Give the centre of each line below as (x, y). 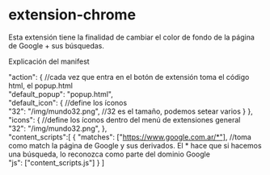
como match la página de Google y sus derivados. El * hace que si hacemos (135, 145)
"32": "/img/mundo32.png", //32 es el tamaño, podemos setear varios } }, (131, 111)
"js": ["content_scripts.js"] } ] (57, 162)
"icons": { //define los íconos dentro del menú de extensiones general (124, 119)
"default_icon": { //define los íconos (68, 102)
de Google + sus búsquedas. (57, 45)
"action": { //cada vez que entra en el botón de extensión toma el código (129, 77)
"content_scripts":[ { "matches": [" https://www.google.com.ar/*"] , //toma (130, 137)
